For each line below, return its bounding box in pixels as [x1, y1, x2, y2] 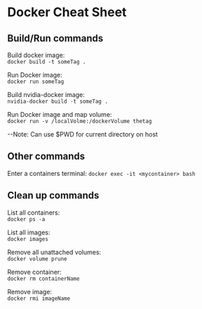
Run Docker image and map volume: [7, 111, 112, 118]
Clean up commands [7, 189, 100, 201]
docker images [7, 235, 49, 243]
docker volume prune [7, 255, 68, 263]
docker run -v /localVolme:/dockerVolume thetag [7, 118, 152, 125]
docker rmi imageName [7, 295, 71, 302]
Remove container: [7, 267, 62, 276]
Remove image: [7, 287, 53, 296]
